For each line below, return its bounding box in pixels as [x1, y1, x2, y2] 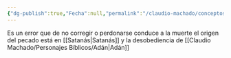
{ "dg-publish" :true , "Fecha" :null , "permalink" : [7, 10, 143, 17]
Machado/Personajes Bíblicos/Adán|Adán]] [7, 43, 129, 51]
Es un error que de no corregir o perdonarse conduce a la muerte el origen [7, 29, 219, 37]
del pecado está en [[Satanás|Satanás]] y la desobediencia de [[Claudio [7, 35, 211, 44]
